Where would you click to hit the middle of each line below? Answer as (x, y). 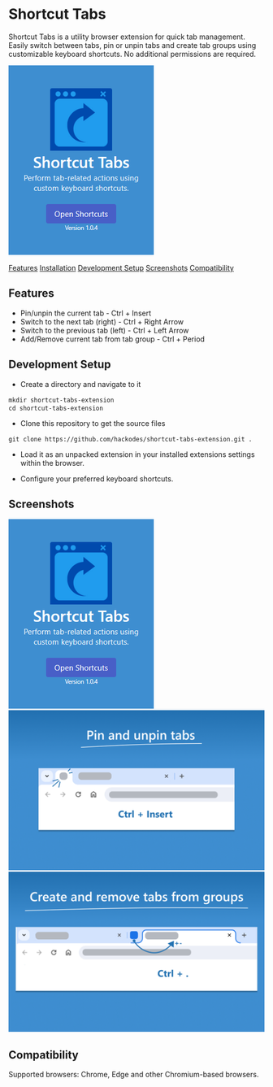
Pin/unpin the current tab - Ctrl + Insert (86, 313)
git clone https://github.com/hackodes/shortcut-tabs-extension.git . (130, 439)
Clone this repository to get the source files (93, 423)
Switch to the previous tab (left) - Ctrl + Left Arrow (104, 330)
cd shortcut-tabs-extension (56, 408)
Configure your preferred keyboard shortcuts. (97, 478)
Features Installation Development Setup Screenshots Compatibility (121, 267)
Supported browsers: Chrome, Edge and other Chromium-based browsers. (134, 1075)
